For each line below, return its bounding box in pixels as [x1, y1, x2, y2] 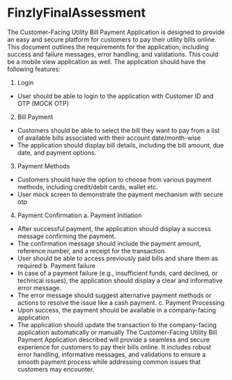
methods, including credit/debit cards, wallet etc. [17, 182, 158, 191]
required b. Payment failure [17, 261, 96, 269]
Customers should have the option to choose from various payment [17, 175, 212, 184]
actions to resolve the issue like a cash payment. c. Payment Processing [17, 298, 225, 307]
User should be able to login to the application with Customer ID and [17, 92, 214, 100]
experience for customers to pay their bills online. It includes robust [17, 342, 211, 351]
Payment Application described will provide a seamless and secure [17, 335, 210, 344]
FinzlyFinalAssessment [7, 5, 146, 21]
